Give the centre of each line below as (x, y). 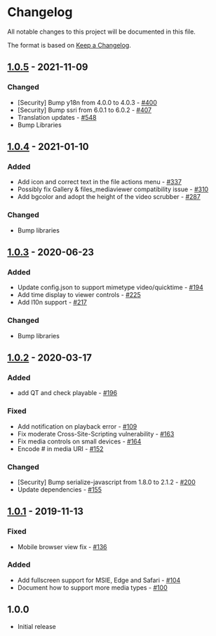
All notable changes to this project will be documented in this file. (102, 32)
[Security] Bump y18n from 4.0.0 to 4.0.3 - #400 (87, 102)
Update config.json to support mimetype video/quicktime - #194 (110, 287)
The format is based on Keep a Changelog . (69, 45)
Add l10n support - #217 (52, 303)
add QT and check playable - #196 (67, 393)
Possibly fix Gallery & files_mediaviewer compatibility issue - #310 (113, 189)
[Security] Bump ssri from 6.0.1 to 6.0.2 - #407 (85, 110)
